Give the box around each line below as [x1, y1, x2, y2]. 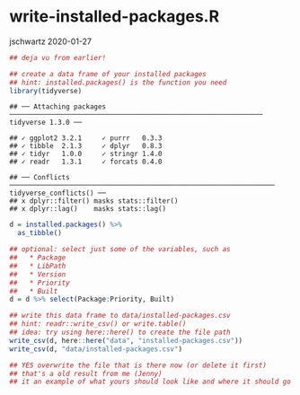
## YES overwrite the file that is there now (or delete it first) [9, 361, 268, 370]
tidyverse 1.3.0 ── [9, 118, 83, 127]
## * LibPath [9, 261, 66, 270]
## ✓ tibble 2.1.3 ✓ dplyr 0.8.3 [9, 142, 163, 151]
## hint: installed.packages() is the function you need [9, 78, 227, 87]
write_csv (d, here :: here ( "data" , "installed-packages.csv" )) [9, 336, 243, 345]
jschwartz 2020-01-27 [9, 36, 93, 47]
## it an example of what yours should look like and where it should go [9, 377, 292, 387]
